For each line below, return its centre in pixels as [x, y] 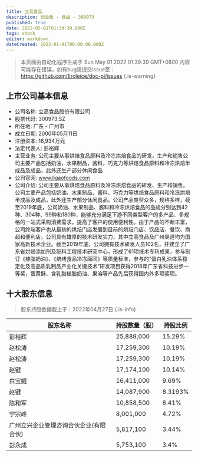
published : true [26, 22]
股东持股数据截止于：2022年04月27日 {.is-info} [78, 309]
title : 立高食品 [24, 11]
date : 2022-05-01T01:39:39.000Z [46, 28]
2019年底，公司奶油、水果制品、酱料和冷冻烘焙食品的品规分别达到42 [104, 207]
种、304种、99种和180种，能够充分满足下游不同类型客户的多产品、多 [99, 214]
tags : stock [21, 34]
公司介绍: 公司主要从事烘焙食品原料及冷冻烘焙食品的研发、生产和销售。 [101, 185]
